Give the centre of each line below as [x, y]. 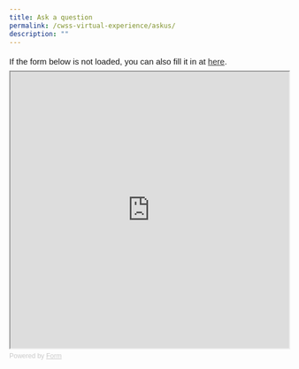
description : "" [39, 34]
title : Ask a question [51, 17]
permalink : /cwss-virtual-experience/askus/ [92, 26]
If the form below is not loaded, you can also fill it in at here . [118, 62]
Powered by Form [35, 356]
